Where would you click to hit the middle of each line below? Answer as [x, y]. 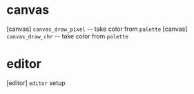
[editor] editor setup [36, 83]
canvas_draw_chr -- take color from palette [68, 36]
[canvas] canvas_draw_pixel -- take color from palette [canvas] [97, 29]
